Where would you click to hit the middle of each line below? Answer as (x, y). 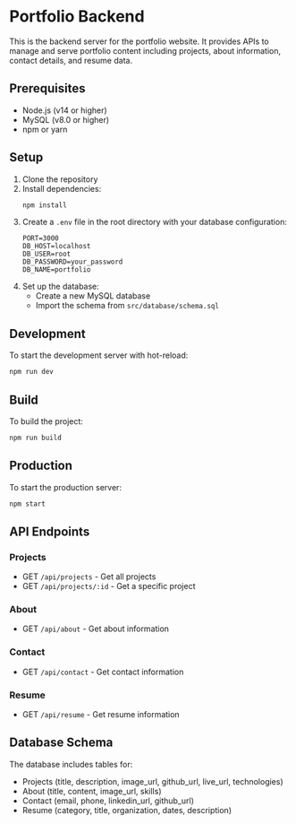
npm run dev (31, 372)
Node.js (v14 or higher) (64, 110)
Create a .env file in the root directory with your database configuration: (155, 222)
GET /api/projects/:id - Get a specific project (109, 586)
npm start (28, 504)
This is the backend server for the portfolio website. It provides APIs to (140, 41)
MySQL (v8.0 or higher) (66, 119)
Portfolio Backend (77, 17)
